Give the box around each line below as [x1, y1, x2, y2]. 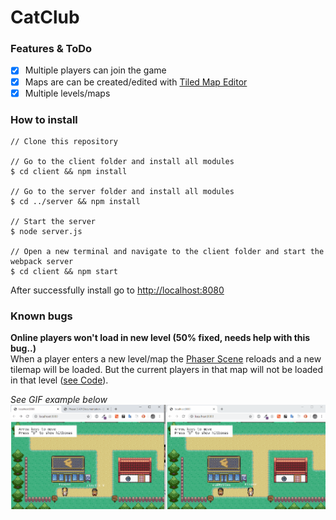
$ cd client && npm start [10, 266, 118, 276]
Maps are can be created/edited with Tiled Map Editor [24, 76, 248, 88]
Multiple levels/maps [24, 87, 111, 99]
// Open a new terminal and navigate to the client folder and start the [10, 246, 325, 256]
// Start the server [10, 216, 97, 226]
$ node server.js [10, 226, 83, 236]
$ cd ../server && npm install [10, 196, 141, 206]
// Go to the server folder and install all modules [10, 186, 235, 196]
